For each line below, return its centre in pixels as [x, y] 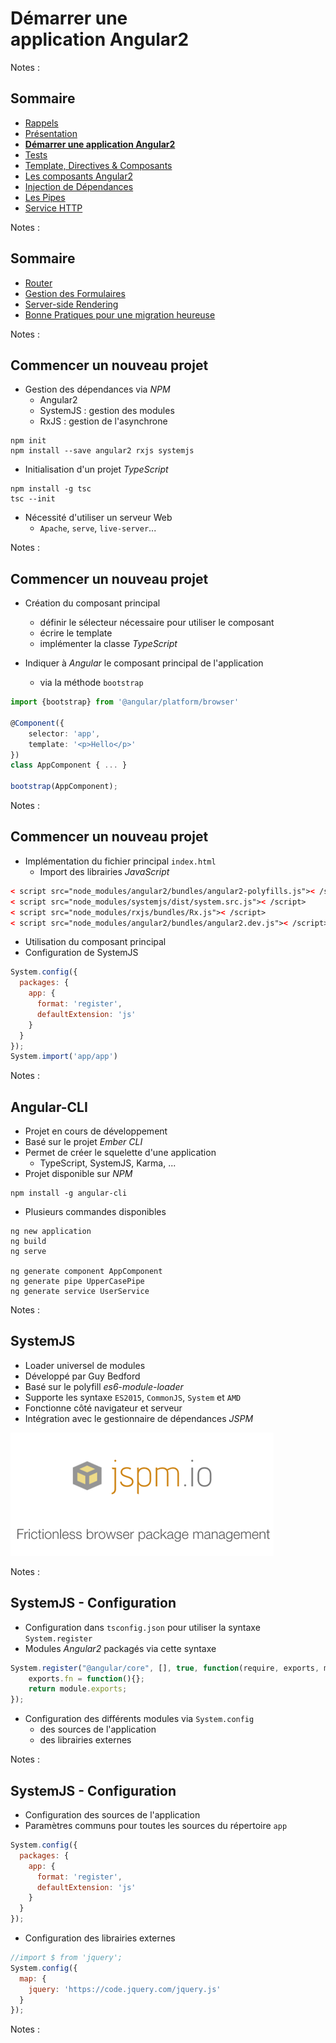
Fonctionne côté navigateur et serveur [103, 1408]
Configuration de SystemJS [81, 953]
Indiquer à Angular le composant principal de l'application [144, 663]
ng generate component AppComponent [86, 1272]
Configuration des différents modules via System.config [139, 1719]
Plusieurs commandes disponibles [95, 1212]
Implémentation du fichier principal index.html [120, 861]
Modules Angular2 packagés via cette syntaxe [120, 1648]
